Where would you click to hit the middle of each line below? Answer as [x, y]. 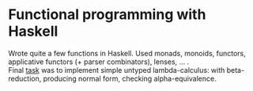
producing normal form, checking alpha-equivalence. [130, 78]
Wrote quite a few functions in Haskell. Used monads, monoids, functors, [127, 53]
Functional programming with [107, 15]
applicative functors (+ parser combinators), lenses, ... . [99, 62]
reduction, [25, 78]
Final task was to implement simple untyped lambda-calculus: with [117, 70]
